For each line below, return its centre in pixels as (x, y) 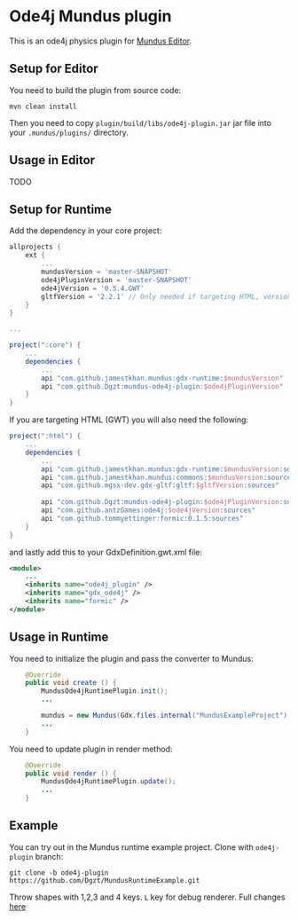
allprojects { (35, 247)
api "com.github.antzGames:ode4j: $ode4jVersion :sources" (148, 510)
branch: (49, 856)
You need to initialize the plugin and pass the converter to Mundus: (132, 658)
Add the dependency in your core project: (86, 231)
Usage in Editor (52, 160)
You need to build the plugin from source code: (95, 90)
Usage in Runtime (59, 637)
